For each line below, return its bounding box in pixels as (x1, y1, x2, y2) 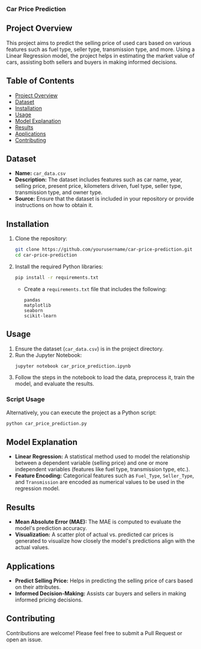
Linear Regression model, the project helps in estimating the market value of (6, 52, 195, 59)
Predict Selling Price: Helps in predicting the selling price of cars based (14, 577, 193, 584)
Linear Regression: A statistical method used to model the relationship (14, 453, 190, 460)
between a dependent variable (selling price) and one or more (14, 459, 169, 466)
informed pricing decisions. (14, 596, 83, 603)
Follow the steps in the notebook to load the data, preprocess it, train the (14, 374, 195, 381)
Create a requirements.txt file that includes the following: (23, 285, 167, 292)
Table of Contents (6, 76, 75, 86)
